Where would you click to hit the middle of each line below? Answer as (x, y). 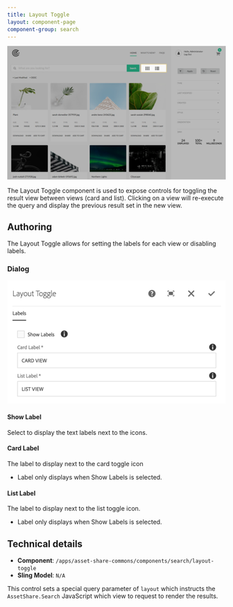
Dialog (18, 269)
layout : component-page (42, 22)
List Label (21, 493)
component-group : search (43, 29)
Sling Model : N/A (41, 575)
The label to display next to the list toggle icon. (74, 508)
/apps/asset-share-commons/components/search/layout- (135, 561)
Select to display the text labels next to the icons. (77, 432)
